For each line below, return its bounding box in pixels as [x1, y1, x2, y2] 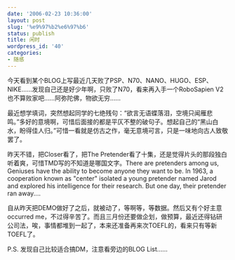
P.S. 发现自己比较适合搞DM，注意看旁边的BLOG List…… [7, 245, 168, 253]
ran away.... [7, 189, 41, 197]
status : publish [7, 30, 55, 37]
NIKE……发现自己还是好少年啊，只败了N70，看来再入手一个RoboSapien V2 [7, 85, 224, 93]
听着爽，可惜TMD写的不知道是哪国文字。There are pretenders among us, [7, 159, 220, 167]
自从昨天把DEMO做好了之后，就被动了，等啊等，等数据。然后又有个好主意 [7, 203, 222, 212]
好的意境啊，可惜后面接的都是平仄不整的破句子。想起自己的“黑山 [25, 117, 213, 126]
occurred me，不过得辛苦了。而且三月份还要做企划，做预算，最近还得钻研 [7, 212, 223, 221]
